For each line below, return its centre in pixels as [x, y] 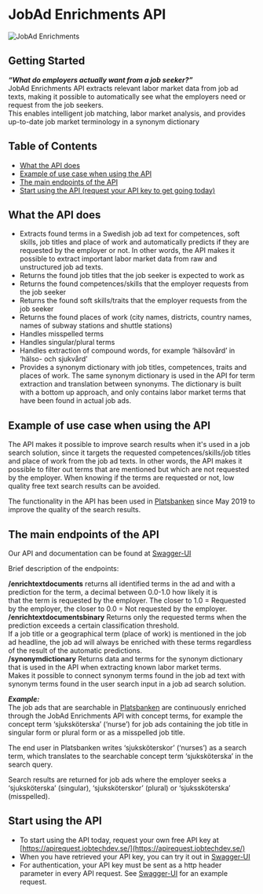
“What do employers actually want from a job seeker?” [101, 79]
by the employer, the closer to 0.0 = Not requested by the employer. [118, 609]
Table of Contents [53, 147]
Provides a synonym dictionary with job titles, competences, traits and [133, 368]
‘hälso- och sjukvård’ [53, 359]
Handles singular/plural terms [67, 343]
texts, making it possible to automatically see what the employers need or [127, 97]
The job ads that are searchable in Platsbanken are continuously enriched [127, 707]
